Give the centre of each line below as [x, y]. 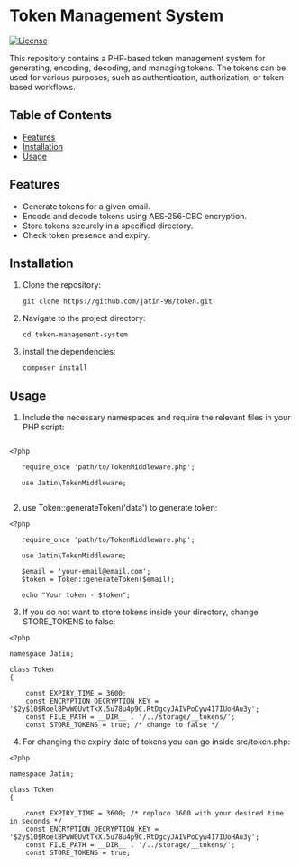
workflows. [55, 87]
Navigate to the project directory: [84, 318]
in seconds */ [36, 822]
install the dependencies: [69, 352]
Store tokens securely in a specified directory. [108, 226]
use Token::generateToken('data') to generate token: [120, 508]
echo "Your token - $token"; [76, 595]
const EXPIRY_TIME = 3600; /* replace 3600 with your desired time [155, 814]
